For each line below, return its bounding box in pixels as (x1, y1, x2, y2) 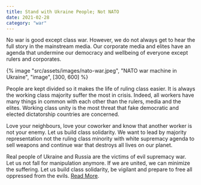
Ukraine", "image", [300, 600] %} (6, 73, 89, 81)
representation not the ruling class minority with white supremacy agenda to (6, 135, 195, 142)
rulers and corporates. (6, 55, 62, 63)
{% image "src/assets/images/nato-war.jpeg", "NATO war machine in (6, 67, 177, 74)
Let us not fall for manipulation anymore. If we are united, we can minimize (6, 160, 190, 167)
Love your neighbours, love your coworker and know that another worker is (6, 123, 193, 130)
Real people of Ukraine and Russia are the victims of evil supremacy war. (6, 153, 187, 160)
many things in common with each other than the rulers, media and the (6, 98, 181, 105)
